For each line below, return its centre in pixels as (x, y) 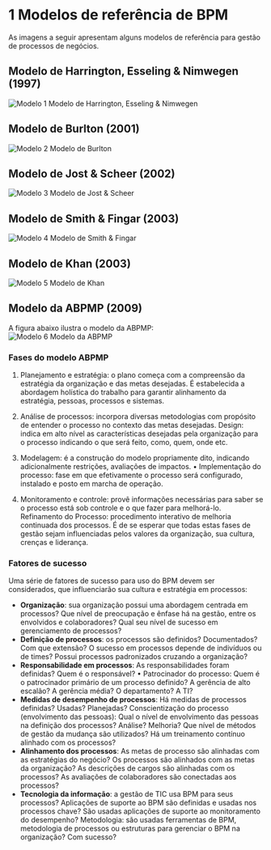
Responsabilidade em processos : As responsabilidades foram (125, 666)
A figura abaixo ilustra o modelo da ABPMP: (81, 328)
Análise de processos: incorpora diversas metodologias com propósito (138, 417)
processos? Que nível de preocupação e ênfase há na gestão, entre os (138, 614)
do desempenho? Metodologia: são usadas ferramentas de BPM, (128, 820)
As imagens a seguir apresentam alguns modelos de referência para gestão (135, 37)
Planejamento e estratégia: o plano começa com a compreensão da (132, 375)
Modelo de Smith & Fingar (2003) (94, 219)
